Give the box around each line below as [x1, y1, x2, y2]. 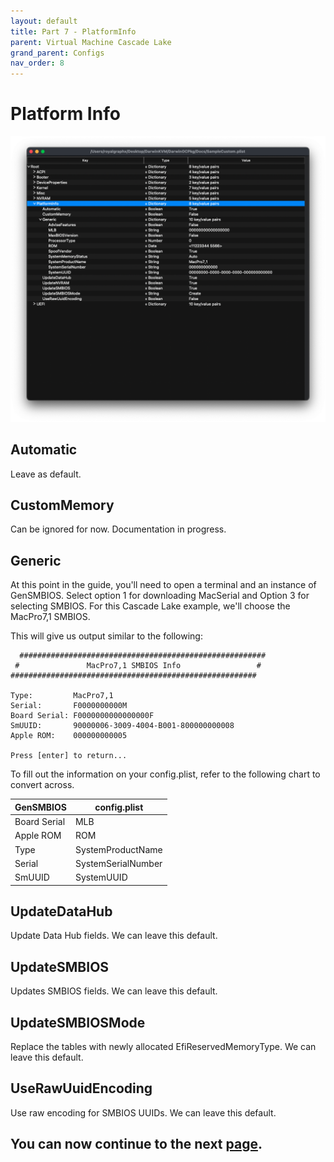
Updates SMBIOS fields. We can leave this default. [10, 985, 218, 997]
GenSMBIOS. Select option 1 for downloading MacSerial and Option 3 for [10, 590, 310, 602]
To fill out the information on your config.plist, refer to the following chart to [10, 768, 321, 780]
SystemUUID [74, 871, 128, 883]
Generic [10, 552, 62, 569]
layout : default [10, 16, 78, 26]
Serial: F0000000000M [10, 701, 128, 711]
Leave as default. [10, 468, 82, 480]
